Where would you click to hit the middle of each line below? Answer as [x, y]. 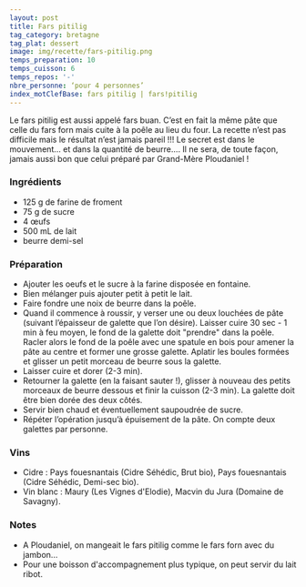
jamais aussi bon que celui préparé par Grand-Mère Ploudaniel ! [129, 158]
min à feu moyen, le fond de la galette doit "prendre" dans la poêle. [148, 332]
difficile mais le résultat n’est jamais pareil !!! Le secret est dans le [132, 139]
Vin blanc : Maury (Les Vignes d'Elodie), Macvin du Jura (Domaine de [153, 491]
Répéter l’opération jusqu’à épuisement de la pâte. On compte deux [149, 420]
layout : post [34, 18]
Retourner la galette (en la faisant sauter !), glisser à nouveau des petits [157, 381]
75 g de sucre [48, 211]
